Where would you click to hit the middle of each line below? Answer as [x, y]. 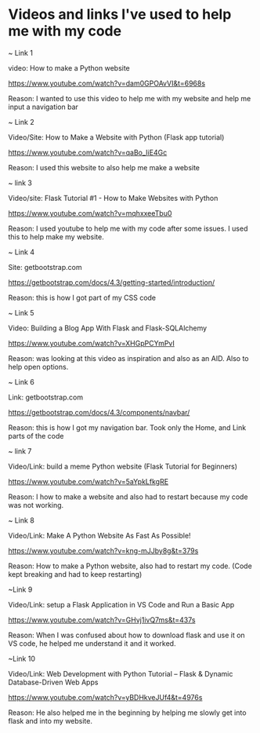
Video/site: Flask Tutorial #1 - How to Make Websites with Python [113, 198]
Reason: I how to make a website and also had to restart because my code [128, 497]
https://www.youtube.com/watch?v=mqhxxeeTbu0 [90, 213]
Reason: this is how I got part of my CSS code [82, 297]
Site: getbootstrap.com [45, 267]
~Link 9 [20, 589]
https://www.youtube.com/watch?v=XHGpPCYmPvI [91, 343]
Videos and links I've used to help [120, 15]
